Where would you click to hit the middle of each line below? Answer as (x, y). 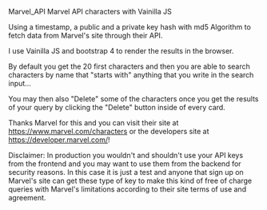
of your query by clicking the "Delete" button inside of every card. (117, 107)
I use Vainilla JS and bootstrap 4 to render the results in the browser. (121, 51)
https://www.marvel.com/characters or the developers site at (109, 131)
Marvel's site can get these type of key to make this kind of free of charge (130, 180)
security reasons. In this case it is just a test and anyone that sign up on (126, 172)
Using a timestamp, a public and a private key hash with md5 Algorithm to (130, 27)
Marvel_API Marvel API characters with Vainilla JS (90, 12)
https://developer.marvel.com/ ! (59, 140)
